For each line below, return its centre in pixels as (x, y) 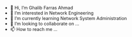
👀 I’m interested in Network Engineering (52, 13)
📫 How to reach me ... (34, 29)
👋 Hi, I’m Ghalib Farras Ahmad (42, 8)
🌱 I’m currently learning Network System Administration (69, 18)
